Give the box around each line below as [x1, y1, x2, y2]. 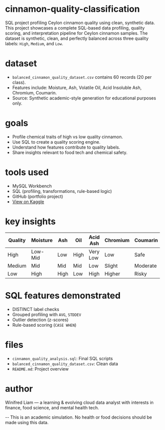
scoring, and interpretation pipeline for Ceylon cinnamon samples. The [5, 30, 148, 36]
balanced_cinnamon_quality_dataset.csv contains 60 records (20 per [12, 74, 152, 80]
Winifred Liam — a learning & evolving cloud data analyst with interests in [5, 399, 154, 405]
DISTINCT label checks [12, 306, 59, 312]
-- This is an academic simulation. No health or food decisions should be [5, 414, 152, 420]
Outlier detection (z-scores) [12, 316, 69, 323]
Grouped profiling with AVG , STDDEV [12, 311, 82, 317]
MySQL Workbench [12, 183, 52, 189]
